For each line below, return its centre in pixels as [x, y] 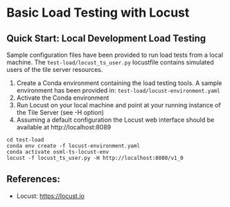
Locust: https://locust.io [50, 196]
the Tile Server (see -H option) [60, 112]
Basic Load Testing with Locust [98, 13]
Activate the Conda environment [63, 98]
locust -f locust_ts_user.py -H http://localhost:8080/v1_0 [95, 158]
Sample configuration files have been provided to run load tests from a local [115, 55]
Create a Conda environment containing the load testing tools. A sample [119, 83]
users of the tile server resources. [55, 70]
